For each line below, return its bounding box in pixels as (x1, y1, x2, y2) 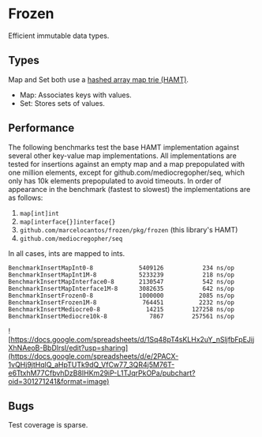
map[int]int (19, 209, 59, 217)
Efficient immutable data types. (8, 31, 110, 40)
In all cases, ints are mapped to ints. (8, 248, 125, 258)
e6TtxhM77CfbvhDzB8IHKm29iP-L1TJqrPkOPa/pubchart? (8, 368, 196, 378)
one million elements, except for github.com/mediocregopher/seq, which (8, 168, 245, 177)
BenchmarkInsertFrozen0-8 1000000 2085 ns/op (8, 292, 235, 299)
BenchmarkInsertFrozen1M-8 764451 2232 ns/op (8, 298, 235, 307)
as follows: (8, 193, 43, 202)
